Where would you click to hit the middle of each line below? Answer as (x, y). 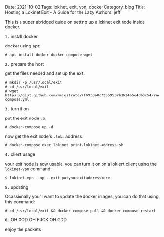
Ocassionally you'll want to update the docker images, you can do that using (82, 196)
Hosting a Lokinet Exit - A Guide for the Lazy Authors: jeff (63, 12)
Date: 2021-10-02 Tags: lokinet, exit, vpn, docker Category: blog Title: (75, 7)
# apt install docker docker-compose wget (49, 55)
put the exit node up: (26, 118)
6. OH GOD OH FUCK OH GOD (36, 220)
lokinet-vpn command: (29, 169)
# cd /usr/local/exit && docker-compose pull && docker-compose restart (81, 211)
